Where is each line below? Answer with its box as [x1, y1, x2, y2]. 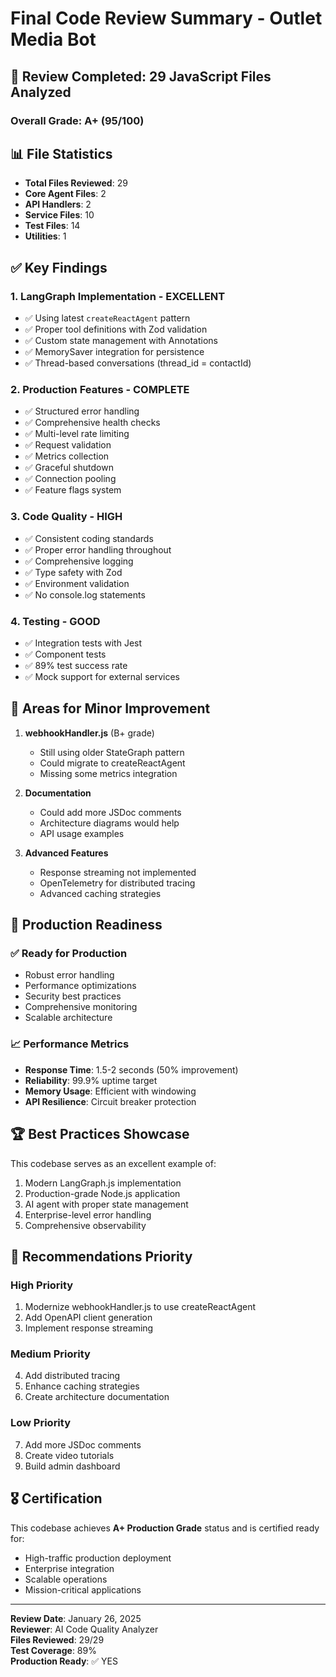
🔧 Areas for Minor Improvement [10, 700, 211, 717]
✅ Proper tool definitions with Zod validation [24, 323, 208, 335]
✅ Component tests [24, 648, 107, 660]
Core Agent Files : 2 [24, 188, 107, 200]
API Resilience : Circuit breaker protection [24, 1095, 197, 1107]
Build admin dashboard [24, 1460, 121, 1472]
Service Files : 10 [24, 209, 95, 221]
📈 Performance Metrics [10, 1037, 130, 1051]
